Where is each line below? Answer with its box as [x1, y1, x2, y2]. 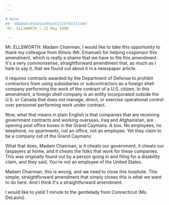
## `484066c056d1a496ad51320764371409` [5, 21, 89, 26]
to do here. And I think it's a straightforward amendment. [5, 179, 123, 185]
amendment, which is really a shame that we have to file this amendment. [5, 55, 158, 61]
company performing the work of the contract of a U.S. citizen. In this [5, 86, 150, 92]
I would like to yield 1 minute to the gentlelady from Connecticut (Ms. [5, 189, 148, 195]
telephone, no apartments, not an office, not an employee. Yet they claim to [5, 128, 162, 134]
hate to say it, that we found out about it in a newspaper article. [5, 65, 137, 72]
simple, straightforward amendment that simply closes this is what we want [5, 174, 162, 180]
